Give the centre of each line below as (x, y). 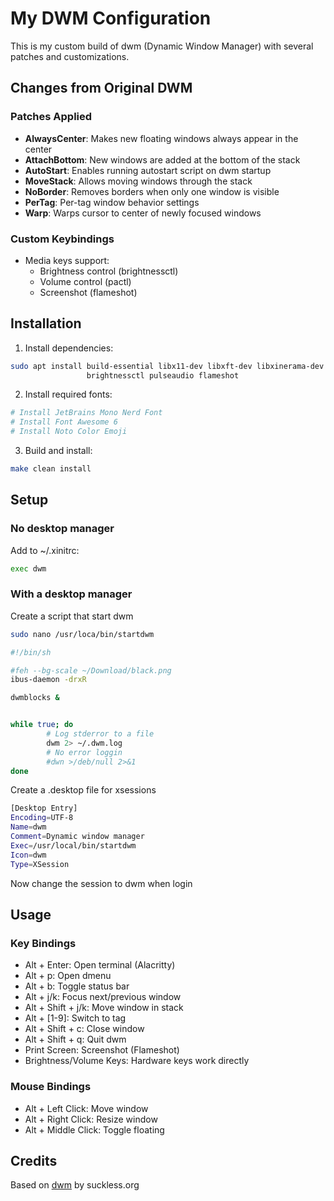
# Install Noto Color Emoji (69, 432)
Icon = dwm (28, 855)
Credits (34, 1160)
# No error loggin (84, 752)
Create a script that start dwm (72, 616)
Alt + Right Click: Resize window (91, 1119)
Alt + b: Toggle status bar (77, 986)
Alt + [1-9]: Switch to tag (75, 1018)
